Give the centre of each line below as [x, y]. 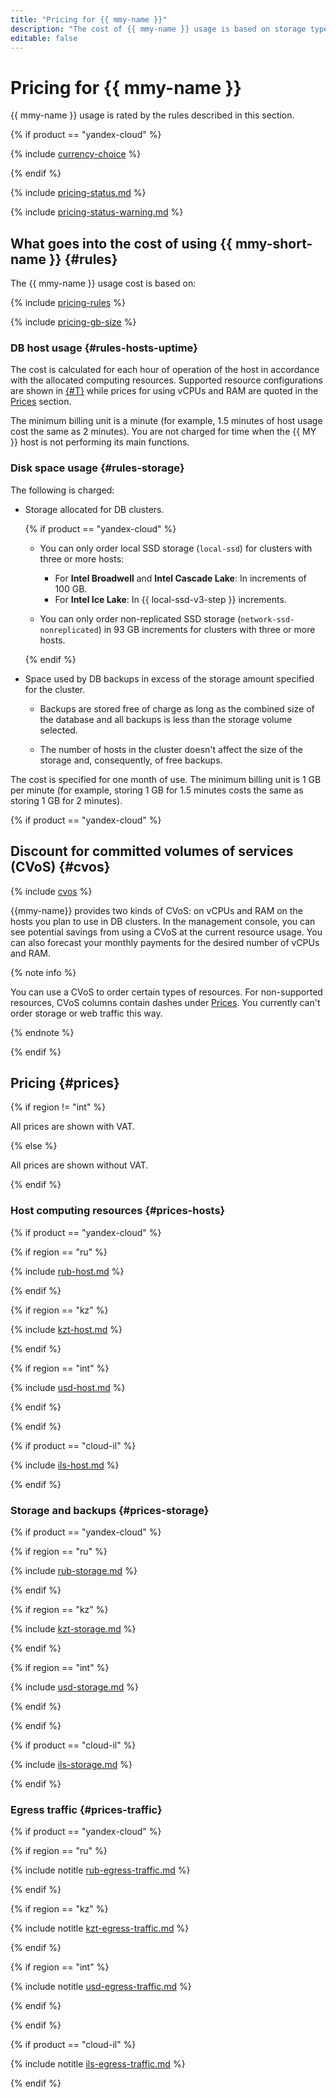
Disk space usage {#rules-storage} [97, 468]
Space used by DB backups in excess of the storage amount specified [169, 678]
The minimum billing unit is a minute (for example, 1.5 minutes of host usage [166, 421]
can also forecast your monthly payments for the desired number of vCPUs [165, 942]
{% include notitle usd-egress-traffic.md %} [101, 1987]
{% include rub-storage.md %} [74, 1570]
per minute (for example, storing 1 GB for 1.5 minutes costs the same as [157, 790]
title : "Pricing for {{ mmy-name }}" [89, 19]
